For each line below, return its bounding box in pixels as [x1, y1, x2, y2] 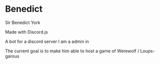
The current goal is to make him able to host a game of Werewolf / [5, 48, 139, 54]
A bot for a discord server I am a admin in [5, 38, 90, 44]
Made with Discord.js [5, 29, 48, 35]
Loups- [140, 48, 155, 54]
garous [5, 53, 20, 59]
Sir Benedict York [5, 20, 40, 25]
